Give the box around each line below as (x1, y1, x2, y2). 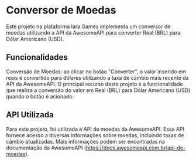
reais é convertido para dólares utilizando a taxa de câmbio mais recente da (6, 74, 189, 81)
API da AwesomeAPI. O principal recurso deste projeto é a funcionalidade (6, 80, 183, 87)
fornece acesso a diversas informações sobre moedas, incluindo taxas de (6, 131, 184, 138)
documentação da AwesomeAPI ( (6, 144, 87, 151)
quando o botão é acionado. (6, 93, 74, 100)
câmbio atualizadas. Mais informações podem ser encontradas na (6, 138, 166, 145)
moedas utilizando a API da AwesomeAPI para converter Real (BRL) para (6, 29, 181, 36)
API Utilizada (6, 110, 54, 120)
